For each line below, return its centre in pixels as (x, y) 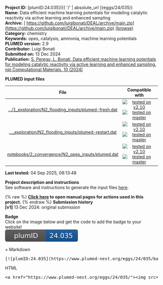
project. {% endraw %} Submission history (49, 202)
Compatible (139, 89)
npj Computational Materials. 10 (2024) (44, 70)
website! (14, 227)
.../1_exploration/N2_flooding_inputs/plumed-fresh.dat (63, 110)
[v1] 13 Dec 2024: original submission (43, 207)
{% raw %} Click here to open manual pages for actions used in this (74, 196)
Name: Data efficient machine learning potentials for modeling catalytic (76, 13)
